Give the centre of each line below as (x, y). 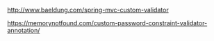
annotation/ (24, 30)
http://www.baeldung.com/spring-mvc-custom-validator (88, 10)
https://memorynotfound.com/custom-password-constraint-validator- (107, 23)
